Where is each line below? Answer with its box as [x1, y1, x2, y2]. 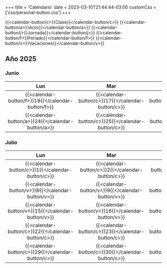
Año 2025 [5, 55, 37, 63]
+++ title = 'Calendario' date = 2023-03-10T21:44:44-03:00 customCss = [5, 4, 157, 10]
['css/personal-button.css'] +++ [5, 9, 71, 15]
